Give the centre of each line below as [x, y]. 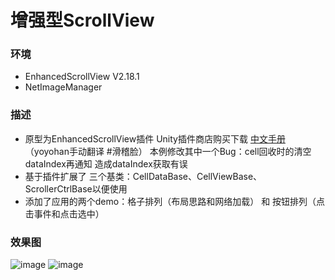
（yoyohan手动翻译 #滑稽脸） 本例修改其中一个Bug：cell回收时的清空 [168, 151]
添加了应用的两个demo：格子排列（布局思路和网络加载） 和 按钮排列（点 [175, 201]
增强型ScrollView [82, 20]
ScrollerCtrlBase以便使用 [76, 188]
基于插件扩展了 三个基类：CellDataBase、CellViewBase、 [143, 176]
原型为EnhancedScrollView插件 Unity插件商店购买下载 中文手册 [155, 138]
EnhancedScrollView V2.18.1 [82, 77]
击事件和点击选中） [64, 213]
